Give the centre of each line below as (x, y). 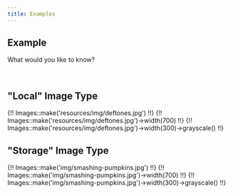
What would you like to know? (51, 60)
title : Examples (31, 14)
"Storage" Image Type (58, 150)
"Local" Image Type (53, 96)
